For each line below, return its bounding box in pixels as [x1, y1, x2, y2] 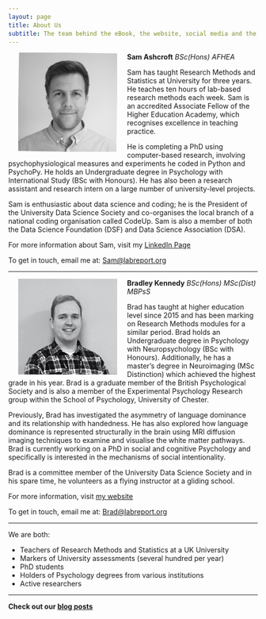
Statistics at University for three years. [127, 76, 253, 86]
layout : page [8, 13, 51, 21]
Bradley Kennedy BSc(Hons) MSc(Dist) [127, 279, 256, 288]
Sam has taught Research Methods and [127, 67, 256, 77]
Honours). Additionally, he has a [127, 353, 231, 363]
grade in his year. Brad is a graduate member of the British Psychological [8, 378, 246, 388]
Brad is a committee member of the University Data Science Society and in [8, 468, 252, 478]
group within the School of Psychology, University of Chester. [8, 395, 210, 405]
